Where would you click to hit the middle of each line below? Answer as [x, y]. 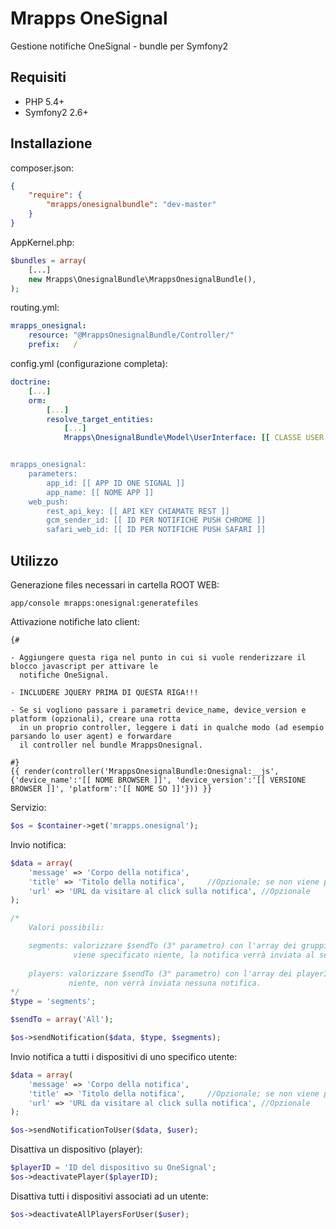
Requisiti [38, 77]
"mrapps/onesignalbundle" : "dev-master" [131, 205]
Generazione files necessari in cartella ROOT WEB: [115, 585]
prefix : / [53, 345]
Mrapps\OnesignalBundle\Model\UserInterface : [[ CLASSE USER [194, 438]
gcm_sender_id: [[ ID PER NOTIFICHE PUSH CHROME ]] [156, 520]
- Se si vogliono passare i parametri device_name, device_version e [158, 710]
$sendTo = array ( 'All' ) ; [62, 1020]
